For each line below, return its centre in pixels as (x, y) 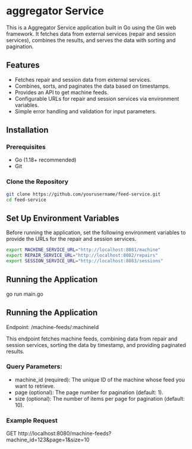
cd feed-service (26, 200)
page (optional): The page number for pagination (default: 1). (89, 392)
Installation (27, 130)
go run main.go (25, 294)
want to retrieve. (35, 386)
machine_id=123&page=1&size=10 (48, 440)
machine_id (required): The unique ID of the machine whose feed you (100, 379)
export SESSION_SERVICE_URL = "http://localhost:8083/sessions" (85, 261)
